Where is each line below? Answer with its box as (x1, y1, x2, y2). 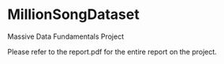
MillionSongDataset (7, 6, 140, 24)
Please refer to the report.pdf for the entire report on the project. (7, 47, 218, 56)
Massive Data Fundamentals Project (7, 32, 124, 41)
